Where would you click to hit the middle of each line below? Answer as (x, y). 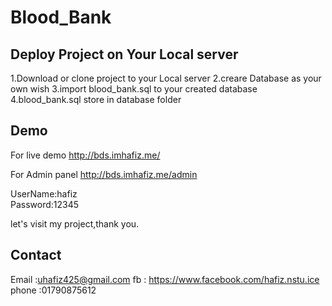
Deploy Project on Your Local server (124, 54)
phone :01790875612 (53, 290)
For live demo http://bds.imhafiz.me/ (85, 155)
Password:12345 (45, 204)
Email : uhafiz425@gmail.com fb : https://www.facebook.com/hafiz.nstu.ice (165, 279)
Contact (36, 255)
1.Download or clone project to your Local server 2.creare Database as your (166, 78)
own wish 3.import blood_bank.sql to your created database (134, 89)
